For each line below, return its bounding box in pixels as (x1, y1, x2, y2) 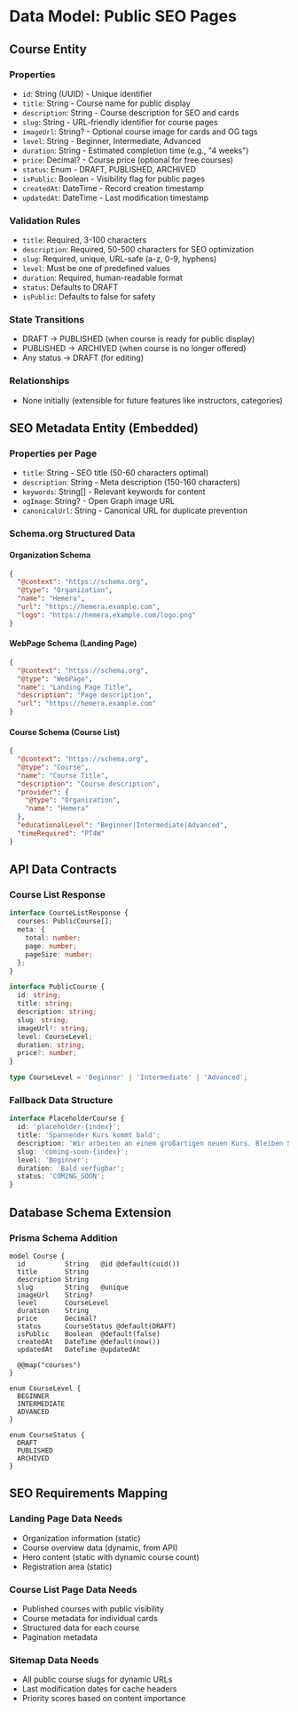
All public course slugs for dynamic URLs (21, 1674, 173, 1685)
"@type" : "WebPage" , (17, 674, 93, 684)
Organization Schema (9, 549, 91, 560)
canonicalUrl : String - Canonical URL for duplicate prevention (21, 505, 248, 516)
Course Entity (9, 42, 87, 57)
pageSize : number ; (25, 949, 93, 959)
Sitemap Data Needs (9, 1653, 99, 1666)
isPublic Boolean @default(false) (17, 1329, 161, 1339)
